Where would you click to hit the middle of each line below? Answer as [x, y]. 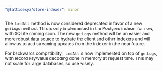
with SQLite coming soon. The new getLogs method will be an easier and [78, 33]
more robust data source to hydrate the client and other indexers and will [78, 39]
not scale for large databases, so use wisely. [49, 63]
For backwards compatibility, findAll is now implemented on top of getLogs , [81, 53]
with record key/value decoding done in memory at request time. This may [79, 58]
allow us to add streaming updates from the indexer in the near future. [75, 43]
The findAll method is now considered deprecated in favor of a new [74, 23]
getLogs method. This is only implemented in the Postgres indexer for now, [79, 28]
